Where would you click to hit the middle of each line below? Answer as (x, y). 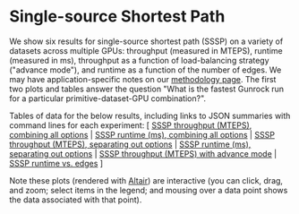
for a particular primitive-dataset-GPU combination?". (108, 98)
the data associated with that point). (76, 200)
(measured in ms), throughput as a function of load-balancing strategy (140, 60)
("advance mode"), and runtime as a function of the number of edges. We (145, 70)
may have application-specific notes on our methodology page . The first (143, 79)
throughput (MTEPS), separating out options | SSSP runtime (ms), (130, 144)
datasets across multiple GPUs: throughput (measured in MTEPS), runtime (146, 50)
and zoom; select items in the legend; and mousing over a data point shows (149, 190)
